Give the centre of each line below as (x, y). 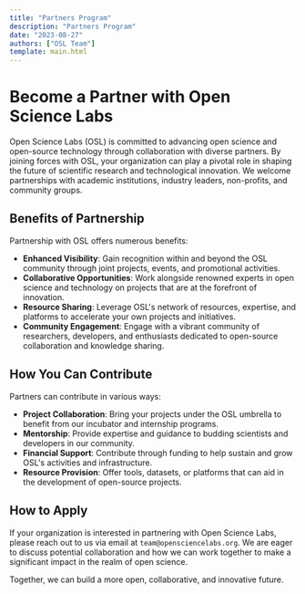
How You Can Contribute (81, 375)
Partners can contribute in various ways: (86, 396)
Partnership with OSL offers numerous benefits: (99, 240)
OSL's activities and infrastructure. (87, 463)
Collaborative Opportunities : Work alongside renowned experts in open (158, 277)
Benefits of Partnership (77, 219)
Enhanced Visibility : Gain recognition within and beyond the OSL (145, 258)
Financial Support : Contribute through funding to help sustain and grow (158, 453)
